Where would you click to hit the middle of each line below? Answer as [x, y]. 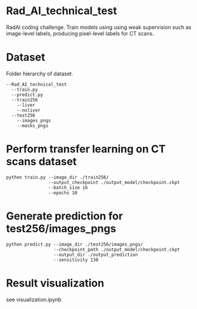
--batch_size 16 [68, 188]
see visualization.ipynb [34, 300]
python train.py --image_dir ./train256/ [58, 177]
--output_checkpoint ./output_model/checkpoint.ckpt [114, 182]
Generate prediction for [65, 216]
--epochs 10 [63, 193]
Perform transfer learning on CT [86, 149]
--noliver [29, 110]
